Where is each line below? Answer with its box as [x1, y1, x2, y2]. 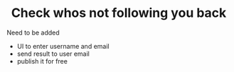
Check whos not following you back [11, 5, 227, 21]
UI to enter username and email [16, 42, 110, 50]
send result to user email [16, 49, 90, 58]
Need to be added [6, 28, 60, 37]
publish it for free [16, 56, 68, 65]
